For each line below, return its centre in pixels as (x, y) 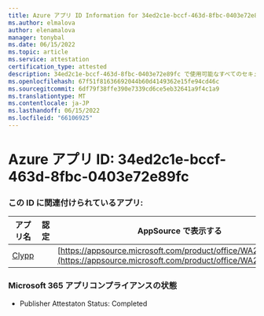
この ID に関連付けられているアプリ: (76, 203)
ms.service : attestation (49, 60)
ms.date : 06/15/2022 (42, 45)
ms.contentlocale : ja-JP (49, 103)
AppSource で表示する (180, 231)
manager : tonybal (37, 37)
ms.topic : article (38, 52)
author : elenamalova (42, 30)
